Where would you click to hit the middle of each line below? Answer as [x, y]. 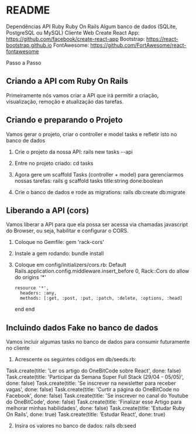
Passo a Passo [24, 63]
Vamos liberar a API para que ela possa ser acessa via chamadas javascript [97, 225]
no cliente [18, 348]
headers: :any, [39, 293]
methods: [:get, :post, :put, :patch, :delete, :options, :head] [101, 299]
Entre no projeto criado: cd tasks [54, 163]
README [28, 10]
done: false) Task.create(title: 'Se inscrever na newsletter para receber [91, 383]
